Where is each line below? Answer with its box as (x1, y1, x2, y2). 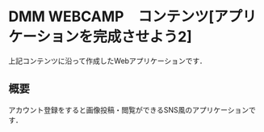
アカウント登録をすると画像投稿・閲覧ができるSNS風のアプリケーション (8, 104, 249, 114)
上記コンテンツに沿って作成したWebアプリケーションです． (8, 56, 207, 66)
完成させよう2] (92, 28, 192, 46)
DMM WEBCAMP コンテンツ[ (8, 7, 215, 26)
